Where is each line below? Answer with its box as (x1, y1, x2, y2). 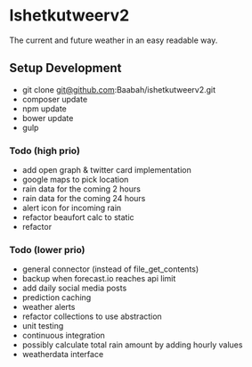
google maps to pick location (21, 175, 129, 185)
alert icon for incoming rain (21, 202, 122, 214)
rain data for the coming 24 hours (21, 193, 146, 204)
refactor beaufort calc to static (21, 212, 135, 223)
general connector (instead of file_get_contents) (21, 264, 199, 274)
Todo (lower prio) (9, 243, 86, 256)
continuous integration (21, 330, 105, 341)
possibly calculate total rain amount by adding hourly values (21, 339, 243, 350)
